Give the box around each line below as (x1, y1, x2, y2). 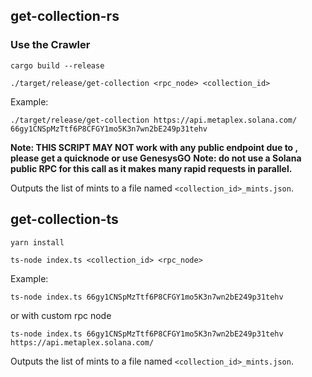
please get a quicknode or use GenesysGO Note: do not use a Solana (10, 152, 302, 164)
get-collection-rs (10, 8, 120, 25)
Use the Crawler (10, 38, 91, 52)
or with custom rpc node (10, 309, 112, 321)
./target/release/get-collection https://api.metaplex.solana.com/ (10, 115, 298, 125)
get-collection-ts (10, 211, 119, 228)
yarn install (10, 237, 65, 248)
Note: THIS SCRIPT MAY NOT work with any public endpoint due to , (10, 141, 298, 153)
